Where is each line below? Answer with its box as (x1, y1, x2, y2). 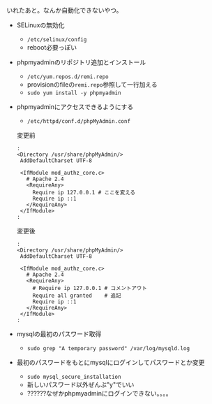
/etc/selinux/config (26, 36, 87, 43)
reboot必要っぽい (26, 43, 77, 51)
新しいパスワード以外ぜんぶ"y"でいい (26, 380, 135, 389)
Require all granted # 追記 (32, 292, 121, 299)
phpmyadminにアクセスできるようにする (16, 103, 134, 110)
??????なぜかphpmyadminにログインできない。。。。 (26, 389, 172, 397)
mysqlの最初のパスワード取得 (16, 330, 102, 338)
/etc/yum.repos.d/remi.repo (26, 73, 109, 80)
